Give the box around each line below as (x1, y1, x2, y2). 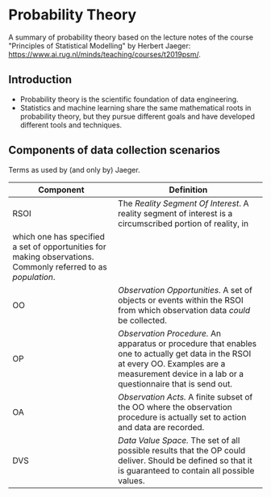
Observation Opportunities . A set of (118, 284, 252, 295)
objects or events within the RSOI (118, 294, 244, 306)
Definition (169, 184, 208, 195)
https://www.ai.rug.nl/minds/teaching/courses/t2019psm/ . (8, 49, 202, 59)
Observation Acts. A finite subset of (118, 391, 253, 403)
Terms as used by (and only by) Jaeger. (8, 165, 140, 174)
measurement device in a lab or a (118, 368, 244, 379)
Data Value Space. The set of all (118, 434, 240, 445)
